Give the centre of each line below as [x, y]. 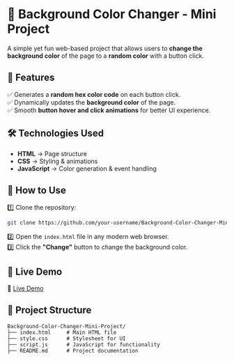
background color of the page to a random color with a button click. [106, 56]
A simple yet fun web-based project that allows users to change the [105, 48]
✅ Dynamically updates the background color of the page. [92, 102]
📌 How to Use [37, 190]
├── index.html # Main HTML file [62, 332]
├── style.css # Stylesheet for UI [67, 338]
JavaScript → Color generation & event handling [87, 168]
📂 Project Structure [49, 310]
